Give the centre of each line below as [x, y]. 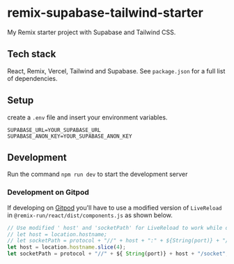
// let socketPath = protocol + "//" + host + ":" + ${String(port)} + [113, 241]
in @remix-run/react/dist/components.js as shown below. [90, 215]
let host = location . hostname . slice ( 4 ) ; [67, 247]
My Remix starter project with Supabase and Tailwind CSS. [92, 32]
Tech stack [32, 54]
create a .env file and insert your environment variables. [87, 117]
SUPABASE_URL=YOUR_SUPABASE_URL [54, 130]
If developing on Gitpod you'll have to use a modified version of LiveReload [115, 207]
